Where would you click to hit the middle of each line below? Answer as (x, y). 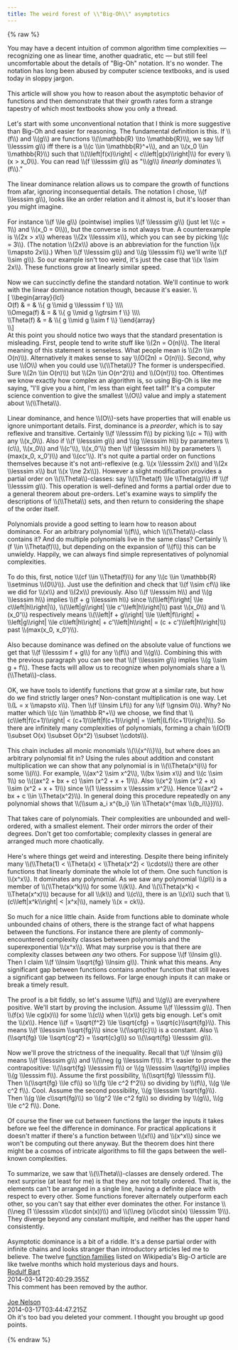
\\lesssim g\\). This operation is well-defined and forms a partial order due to (119, 486)
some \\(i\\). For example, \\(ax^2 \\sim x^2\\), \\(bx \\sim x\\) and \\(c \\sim (115, 773)
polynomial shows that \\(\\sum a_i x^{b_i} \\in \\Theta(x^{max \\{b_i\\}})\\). (115, 803)
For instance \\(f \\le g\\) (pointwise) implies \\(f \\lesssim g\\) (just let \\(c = (117, 222)
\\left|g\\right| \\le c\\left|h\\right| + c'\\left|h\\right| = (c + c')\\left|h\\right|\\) (117, 622)
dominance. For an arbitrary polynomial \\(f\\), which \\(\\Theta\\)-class (110, 531)
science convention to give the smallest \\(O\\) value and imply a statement (117, 395)
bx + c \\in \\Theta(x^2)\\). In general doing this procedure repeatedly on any (119, 795)
